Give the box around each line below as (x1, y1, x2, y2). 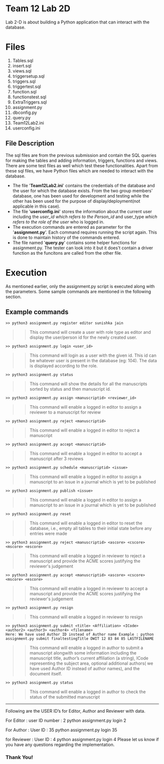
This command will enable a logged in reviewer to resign (29, 614, 143, 620)
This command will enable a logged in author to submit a (29, 645, 143, 651)
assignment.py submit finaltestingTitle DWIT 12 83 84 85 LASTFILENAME (5, 636, 154, 641)
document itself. (29, 671, 62, 677)
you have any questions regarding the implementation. (5, 742, 115, 748)
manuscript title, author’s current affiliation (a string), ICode (29, 655, 149, 661)
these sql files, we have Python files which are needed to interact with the (5, 168, 154, 174)
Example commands (5, 308, 69, 316)
